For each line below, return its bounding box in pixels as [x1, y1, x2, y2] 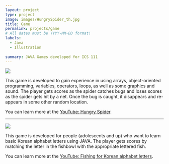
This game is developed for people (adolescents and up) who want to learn [5, 133, 161, 139]
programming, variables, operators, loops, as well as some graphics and [5, 83, 155, 89]
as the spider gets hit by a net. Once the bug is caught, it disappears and [5, 94, 156, 100]
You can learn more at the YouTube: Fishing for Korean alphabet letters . [5, 153, 153, 159]
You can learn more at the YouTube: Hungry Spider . [5, 109, 112, 115]
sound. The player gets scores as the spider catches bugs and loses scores [5, 88, 162, 94]
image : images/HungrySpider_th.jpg [5, 17, 80, 22]
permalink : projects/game [5, 26, 59, 31]
